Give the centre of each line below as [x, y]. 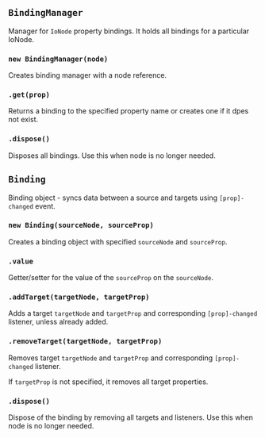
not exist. [23, 120]
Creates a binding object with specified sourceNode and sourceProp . [118, 241]
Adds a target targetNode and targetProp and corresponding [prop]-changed [133, 313]
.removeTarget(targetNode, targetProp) [85, 342]
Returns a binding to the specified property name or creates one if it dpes [129, 111]
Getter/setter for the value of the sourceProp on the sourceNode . [111, 278]
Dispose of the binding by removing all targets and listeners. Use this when [131, 417]
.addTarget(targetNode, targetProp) [79, 297]
